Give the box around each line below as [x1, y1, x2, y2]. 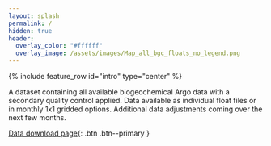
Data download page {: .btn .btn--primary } [8, 128, 150, 138]
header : [8, 34, 35, 43]
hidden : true [8, 27, 53, 35]
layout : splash [8, 11, 60, 20]
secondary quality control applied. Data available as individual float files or [8, 96, 256, 105]
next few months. [8, 113, 66, 122]
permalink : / [8, 19, 53, 27]
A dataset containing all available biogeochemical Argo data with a [8, 87, 231, 97]
